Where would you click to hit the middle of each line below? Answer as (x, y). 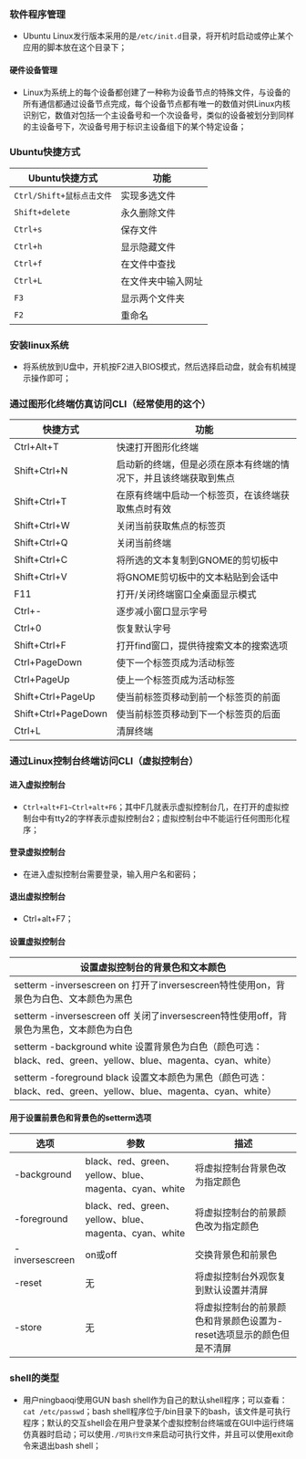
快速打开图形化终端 (157, 447)
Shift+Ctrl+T (41, 502)
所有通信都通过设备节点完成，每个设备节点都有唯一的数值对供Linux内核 (157, 103)
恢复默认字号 (143, 629)
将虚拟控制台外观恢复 (240, 1277)
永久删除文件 (148, 213)
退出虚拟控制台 (37, 897)
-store (28, 1328)
